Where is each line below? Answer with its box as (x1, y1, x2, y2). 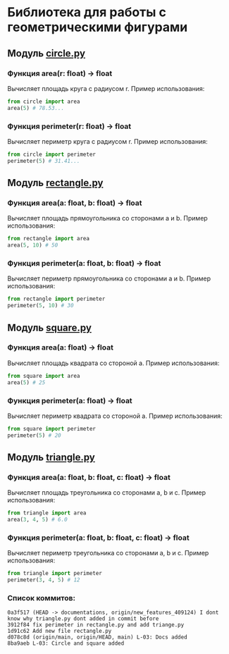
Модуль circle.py (7, 47, 86, 59)
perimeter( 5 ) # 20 (7, 431, 61, 439)
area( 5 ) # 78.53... (7, 104, 65, 111)
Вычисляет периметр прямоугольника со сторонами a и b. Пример (7, 274, 211, 283)
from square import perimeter (7, 425, 97, 432)
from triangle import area (7, 510, 87, 517)
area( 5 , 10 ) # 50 (7, 242, 58, 249)
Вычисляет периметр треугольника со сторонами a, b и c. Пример (7, 549, 209, 557)
